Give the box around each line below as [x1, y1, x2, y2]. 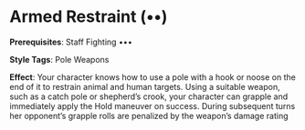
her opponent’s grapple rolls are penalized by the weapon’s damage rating [9, 110, 289, 121]
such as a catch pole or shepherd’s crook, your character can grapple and [9, 91, 289, 102]
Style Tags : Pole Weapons [9, 54, 110, 65]
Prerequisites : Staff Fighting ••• [9, 36, 132, 47]
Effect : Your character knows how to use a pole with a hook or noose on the [9, 71, 297, 83]
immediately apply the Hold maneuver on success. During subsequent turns [9, 100, 296, 111]
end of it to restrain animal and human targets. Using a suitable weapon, [9, 81, 280, 92]
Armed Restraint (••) [9, 6, 168, 27]
